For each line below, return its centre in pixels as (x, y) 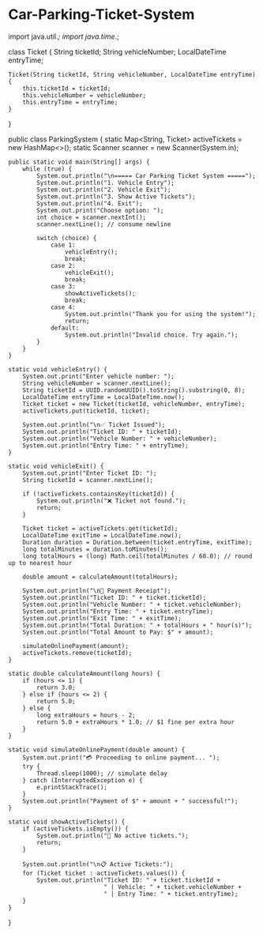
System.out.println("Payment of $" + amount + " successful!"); (130, 801)
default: (65, 328)
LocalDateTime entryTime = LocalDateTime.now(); (104, 397)
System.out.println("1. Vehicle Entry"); (106, 183)
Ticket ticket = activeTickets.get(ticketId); (100, 528)
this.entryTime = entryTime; (70, 102)
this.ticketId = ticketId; (67, 89)
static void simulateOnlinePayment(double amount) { (97, 749)
